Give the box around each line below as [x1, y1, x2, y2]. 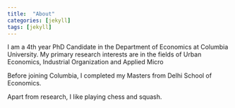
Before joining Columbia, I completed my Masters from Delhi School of [7, 71, 212, 80]
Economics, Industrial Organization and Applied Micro [7, 58, 164, 66]
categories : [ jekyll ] [7, 17, 71, 24]
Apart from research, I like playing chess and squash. [7, 92, 162, 101]
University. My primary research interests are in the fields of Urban [7, 50, 202, 59]
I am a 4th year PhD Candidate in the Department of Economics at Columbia [7, 43, 229, 52]
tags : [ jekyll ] [7, 23, 52, 30]
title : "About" [7, 10, 55, 18]
